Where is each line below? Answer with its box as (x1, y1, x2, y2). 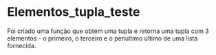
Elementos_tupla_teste (7, 4, 140, 20)
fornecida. (7, 41, 36, 49)
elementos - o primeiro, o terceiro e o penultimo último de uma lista (7, 34, 198, 42)
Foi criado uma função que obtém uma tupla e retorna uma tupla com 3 (7, 27, 209, 35)
